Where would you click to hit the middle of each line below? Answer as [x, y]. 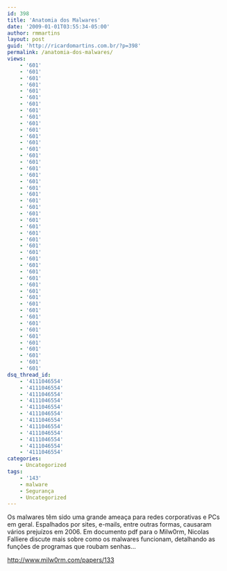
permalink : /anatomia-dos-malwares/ [60, 53]
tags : [15, 472]
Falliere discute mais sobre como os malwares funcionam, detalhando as [111, 539]
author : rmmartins [34, 33]
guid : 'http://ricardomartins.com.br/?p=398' [74, 46]
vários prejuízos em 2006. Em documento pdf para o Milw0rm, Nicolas [108, 532]
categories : [24, 459]
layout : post [26, 40]
